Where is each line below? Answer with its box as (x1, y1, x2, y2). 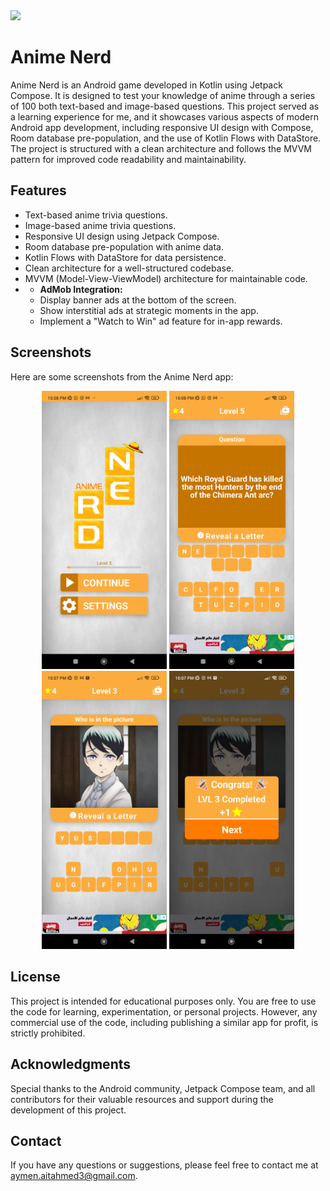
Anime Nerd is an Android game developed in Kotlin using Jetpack (10, 79, 283, 91)
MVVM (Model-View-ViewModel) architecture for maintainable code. (24, 272, 308, 284)
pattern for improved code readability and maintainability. (10, 153, 247, 165)
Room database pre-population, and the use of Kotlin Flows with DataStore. (10, 132, 322, 144)
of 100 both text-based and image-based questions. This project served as (10, 100, 320, 112)
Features (10, 182, 67, 199)
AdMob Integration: (39, 283, 123, 295)
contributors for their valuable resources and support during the (10, 1093, 274, 1105)
